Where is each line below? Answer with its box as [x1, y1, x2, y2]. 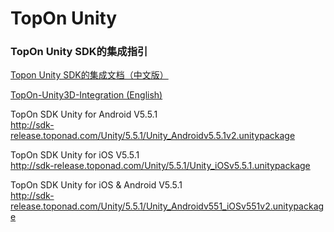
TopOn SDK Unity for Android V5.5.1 [10, 108, 158, 121]
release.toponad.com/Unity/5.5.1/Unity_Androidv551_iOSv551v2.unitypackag [10, 200, 325, 212]
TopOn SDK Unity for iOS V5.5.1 [10, 149, 140, 161]
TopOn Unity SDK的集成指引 [10, 45, 148, 59]
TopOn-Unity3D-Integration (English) [10, 89, 163, 101]
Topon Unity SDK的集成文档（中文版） [10, 69, 169, 81]
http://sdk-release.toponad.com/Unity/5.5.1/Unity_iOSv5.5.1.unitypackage [10, 160, 311, 172]
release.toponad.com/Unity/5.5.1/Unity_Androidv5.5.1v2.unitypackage [10, 130, 296, 142]
